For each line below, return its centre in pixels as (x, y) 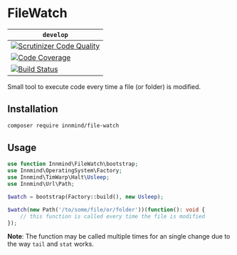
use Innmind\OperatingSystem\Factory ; (65, 171)
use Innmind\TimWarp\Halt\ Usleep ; (59, 177)
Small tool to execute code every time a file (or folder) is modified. (104, 86)
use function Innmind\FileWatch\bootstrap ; (73, 164)
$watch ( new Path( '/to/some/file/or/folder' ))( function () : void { (106, 209)
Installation (33, 109)
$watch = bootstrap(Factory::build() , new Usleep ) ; (85, 197)
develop (56, 35)
